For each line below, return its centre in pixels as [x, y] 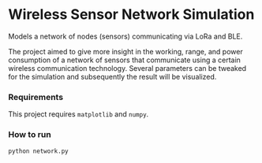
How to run [30, 135]
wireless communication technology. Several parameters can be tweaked [127, 68]
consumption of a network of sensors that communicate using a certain [124, 60]
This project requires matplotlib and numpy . [79, 114]
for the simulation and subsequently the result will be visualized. [112, 76]
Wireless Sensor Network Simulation [131, 15]
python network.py [38, 151]
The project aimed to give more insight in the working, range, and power [125, 51]
